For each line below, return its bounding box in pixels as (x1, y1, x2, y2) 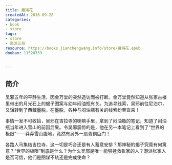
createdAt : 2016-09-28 (5, 12, 54, 17)
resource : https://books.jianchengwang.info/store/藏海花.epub (5, 46, 141, 51)
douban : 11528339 (5, 50, 42, 55)
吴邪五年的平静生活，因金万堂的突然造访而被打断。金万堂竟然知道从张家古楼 (5, 94, 167, 100)
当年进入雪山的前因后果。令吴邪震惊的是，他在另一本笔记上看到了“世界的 (9, 124, 165, 131)
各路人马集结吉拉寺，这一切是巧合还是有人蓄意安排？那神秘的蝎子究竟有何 (5, 141, 162, 148)
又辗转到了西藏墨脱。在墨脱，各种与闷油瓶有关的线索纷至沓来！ (5, 107, 140, 113)
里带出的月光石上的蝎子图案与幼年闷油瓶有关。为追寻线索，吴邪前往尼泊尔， (5, 100, 167, 107)
